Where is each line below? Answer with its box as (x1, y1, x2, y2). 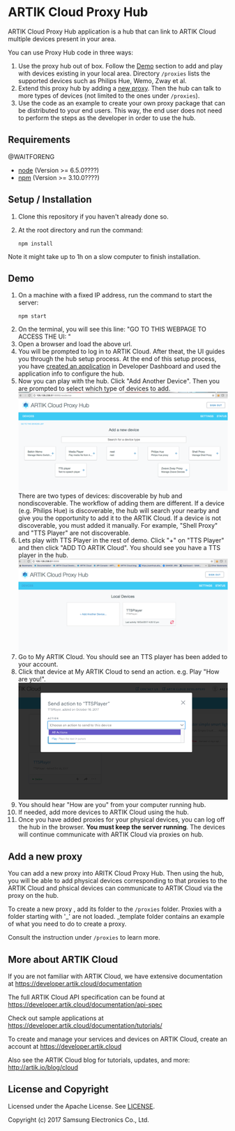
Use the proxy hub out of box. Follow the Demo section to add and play (17, 61, 223, 70)
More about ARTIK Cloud (8, 954, 118, 966)
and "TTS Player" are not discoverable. (17, 528, 131, 538)
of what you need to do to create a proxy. (8, 919, 127, 929)
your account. (17, 660, 59, 669)
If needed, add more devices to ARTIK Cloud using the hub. (17, 808, 189, 817)
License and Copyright (8, 1084, 109, 1095)
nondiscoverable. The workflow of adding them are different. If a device (17, 499, 225, 508)
